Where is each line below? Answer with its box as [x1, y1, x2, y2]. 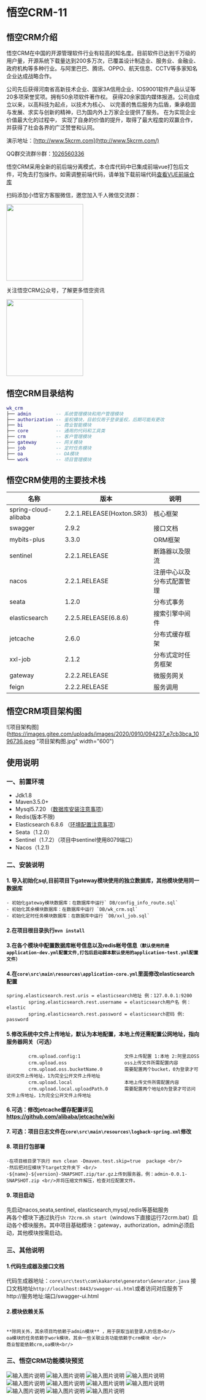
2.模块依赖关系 [6, 1307, 44, 1315]
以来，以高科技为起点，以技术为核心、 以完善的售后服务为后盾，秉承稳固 [11, 101, 196, 108]
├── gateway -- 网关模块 [6, 440, 83, 446]
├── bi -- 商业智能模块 [6, 422, 92, 429]
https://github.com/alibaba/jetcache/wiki [6, 1113, 115, 1121]
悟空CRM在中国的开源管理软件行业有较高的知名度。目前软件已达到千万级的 [6, 50, 196, 56]
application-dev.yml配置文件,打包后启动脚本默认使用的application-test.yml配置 [6, 950, 199, 956]
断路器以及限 [153, 547, 191, 556]
